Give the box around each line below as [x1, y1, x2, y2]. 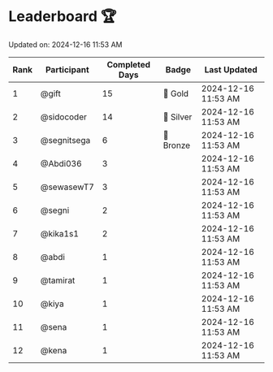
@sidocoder [40, 111, 88, 123]
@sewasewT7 [40, 181, 95, 192]
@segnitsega [40, 134, 91, 145]
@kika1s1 [40, 227, 80, 239]
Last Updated [204, 63, 258, 75]
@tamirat [40, 275, 76, 286]
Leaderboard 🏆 [8, 7, 117, 26]
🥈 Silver [162, 111, 193, 123]
